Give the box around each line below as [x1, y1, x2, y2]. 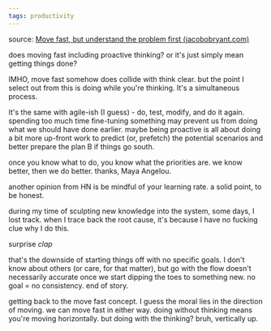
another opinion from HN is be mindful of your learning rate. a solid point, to [8, 182, 262, 191]
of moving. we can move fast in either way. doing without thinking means [8, 305, 253, 315]
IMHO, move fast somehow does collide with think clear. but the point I [8, 74, 245, 84]
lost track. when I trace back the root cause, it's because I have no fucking [8, 214, 258, 224]
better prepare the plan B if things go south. [8, 141, 155, 151]
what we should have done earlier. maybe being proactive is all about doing [8, 124, 261, 134]
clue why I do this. [8, 223, 70, 233]
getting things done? [8, 58, 78, 68]
